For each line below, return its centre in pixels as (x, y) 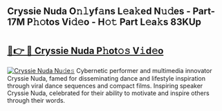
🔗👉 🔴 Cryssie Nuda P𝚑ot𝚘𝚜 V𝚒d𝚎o (85, 51)
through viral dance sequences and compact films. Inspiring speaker (105, 86)
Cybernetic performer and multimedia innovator (144, 71)
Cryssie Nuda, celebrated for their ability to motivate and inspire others (108, 93)
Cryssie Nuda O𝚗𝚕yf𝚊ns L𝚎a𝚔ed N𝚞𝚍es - (99, 11)
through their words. (36, 100)
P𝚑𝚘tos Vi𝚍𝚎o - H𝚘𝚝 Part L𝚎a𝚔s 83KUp (114, 22)
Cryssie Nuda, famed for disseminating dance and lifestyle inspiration (107, 78)
